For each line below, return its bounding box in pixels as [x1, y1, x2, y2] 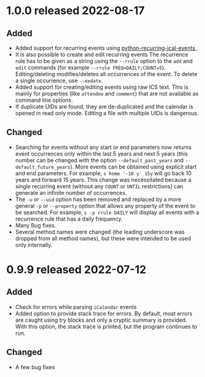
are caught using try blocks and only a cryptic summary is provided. [15, 316, 188, 324]
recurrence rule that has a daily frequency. [15, 215, 123, 223]
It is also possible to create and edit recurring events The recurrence [15, 51, 188, 58]
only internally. [15, 241, 53, 248]
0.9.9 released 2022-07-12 [6, 263, 147, 276]
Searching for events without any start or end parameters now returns [15, 143, 192, 151]
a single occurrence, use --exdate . [15, 77, 103, 84]
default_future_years [15, 164, 70, 170]
